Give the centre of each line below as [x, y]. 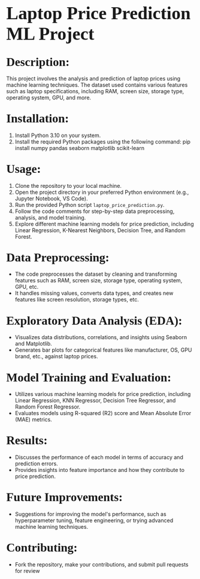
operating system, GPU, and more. [49, 97]
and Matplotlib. [33, 344]
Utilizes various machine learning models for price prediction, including [103, 394]
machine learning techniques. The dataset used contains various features [97, 85]
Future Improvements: [64, 497]
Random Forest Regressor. [48, 407]
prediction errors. [36, 464]
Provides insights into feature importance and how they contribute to [99, 470]
